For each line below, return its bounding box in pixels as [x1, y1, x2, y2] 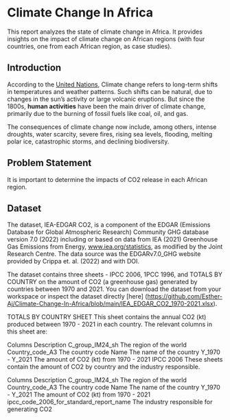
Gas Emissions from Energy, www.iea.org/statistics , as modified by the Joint [7, 242, 223, 251]
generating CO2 [7, 405, 53, 413]
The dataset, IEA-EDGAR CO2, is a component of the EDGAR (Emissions [7, 221, 211, 229]
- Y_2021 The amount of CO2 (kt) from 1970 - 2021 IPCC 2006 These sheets [7, 355, 223, 364]
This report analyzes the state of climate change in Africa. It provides [7, 27, 203, 36]
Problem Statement [7, 157, 92, 169]
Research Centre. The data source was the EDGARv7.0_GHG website [7, 250, 201, 258]
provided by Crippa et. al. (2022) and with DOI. [7, 257, 139, 266]
